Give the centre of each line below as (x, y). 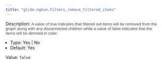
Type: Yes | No (25, 42)
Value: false (18, 57)
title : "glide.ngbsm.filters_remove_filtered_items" (61, 10)
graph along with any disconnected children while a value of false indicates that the (79, 28)
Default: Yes (22, 48)
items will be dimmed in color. (32, 33)
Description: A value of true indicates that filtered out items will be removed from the (81, 24)
